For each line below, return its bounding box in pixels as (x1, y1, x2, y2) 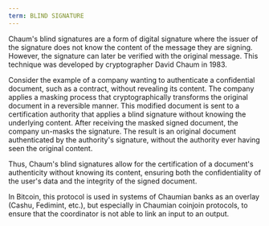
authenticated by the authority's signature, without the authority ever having (8, 134, 261, 145)
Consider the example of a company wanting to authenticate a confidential (8, 75, 255, 84)
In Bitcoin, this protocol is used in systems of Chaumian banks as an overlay (8, 191, 259, 201)
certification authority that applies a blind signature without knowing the (8, 109, 247, 119)
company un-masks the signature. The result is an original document (8, 126, 237, 136)
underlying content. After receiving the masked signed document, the (8, 117, 238, 127)
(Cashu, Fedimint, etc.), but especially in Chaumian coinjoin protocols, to (8, 200, 248, 210)
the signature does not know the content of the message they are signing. (8, 42, 253, 52)
